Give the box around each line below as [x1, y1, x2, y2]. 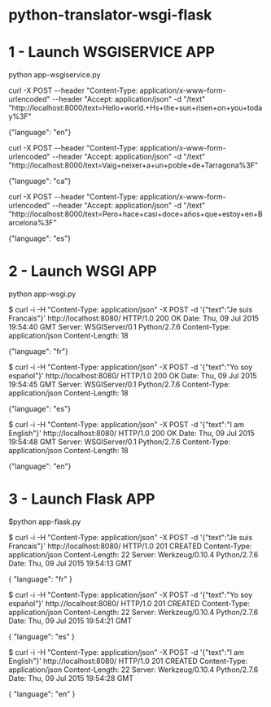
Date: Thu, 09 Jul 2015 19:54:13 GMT [8, 559, 133, 568]
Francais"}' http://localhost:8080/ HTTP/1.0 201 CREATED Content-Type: [8, 541, 252, 551]
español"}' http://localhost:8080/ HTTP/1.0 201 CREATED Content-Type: [8, 599, 251, 608]
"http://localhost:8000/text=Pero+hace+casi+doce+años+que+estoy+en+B [8, 209, 263, 219]
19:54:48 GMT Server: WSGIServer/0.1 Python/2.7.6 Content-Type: [8, 437, 230, 447]
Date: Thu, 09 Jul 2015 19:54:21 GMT [8, 616, 133, 626]
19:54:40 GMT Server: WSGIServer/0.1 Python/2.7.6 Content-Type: [8, 322, 231, 332]
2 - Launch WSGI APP [8, 262, 157, 281]
